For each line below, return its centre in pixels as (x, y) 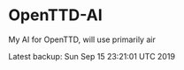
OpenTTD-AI (55, 15)
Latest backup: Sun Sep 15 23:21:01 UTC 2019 (92, 56)
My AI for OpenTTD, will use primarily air (82, 39)
